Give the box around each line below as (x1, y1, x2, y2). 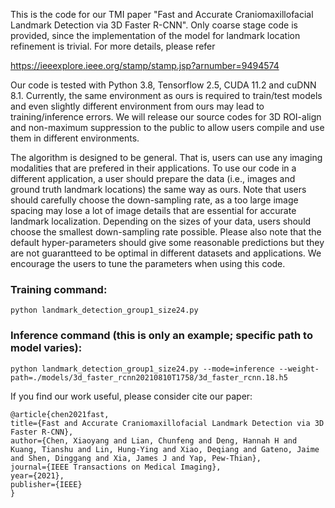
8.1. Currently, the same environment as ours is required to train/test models (10, 90, 323, 101)
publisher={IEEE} (10, 479, 83, 489)
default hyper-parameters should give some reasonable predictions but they (10, 237, 325, 248)
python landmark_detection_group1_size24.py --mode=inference (10, 364, 275, 374)
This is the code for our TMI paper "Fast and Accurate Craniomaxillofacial (10, 9, 314, 20)
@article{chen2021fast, (10, 409, 110, 419)
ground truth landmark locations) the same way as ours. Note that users (10, 184, 307, 195)
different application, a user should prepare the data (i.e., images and (10, 173, 296, 184)
